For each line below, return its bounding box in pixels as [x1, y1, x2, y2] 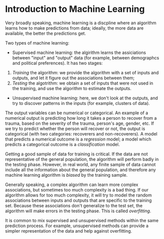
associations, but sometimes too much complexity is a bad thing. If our [5, 187, 149, 192]
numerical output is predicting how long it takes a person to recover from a [5, 115, 157, 121]
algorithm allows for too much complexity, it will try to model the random [5, 192, 152, 198]
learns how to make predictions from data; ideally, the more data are [5, 25, 144, 31]
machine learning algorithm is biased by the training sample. [5, 172, 128, 178]
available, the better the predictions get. [5, 30, 86, 36]
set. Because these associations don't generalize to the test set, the [5, 202, 143, 208]
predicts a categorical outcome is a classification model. [5, 141, 120, 147]
